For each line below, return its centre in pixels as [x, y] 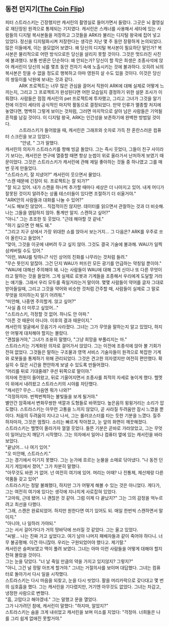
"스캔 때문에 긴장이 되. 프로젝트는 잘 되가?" [47, 181]
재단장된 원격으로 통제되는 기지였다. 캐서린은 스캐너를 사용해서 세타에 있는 [83, 28]
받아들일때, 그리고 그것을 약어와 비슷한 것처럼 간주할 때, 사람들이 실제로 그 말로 [82, 289]
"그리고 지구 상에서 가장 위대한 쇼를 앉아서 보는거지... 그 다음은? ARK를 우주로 [81, 231]
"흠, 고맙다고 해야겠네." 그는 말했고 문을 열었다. [51, 599]
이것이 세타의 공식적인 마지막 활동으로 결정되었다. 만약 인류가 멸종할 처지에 [88, 105]
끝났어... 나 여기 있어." [29, 447]
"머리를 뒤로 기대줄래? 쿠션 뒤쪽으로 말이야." [49, 371]
